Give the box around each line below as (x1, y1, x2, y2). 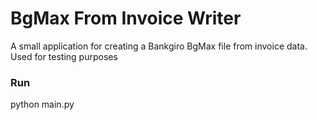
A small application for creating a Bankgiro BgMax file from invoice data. (10, 40, 308, 52)
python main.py (10, 98, 75, 111)
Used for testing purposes (10, 50, 118, 62)
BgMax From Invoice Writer (10, 7, 242, 30)
